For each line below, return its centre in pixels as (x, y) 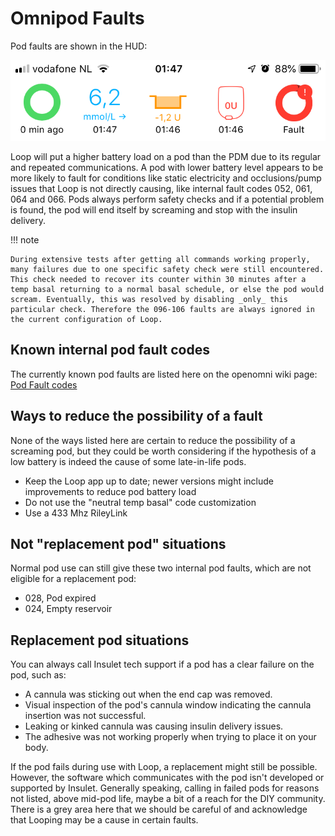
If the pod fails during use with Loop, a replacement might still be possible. (164, 767)
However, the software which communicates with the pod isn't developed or (167, 778)
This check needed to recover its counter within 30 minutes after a (158, 279)
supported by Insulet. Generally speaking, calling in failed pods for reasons (165, 788)
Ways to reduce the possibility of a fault (136, 416)
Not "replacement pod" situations (118, 543)
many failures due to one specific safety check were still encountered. (167, 269)
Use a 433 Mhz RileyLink (76, 513)
